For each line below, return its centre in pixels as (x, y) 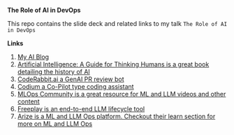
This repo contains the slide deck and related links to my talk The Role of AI (117, 23)
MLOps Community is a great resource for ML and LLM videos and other (122, 94)
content (28, 101)
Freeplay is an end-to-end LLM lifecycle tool (81, 109)
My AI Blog (33, 57)
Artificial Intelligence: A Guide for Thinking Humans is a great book (113, 64)
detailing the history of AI (54, 72)
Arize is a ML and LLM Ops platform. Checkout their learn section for (116, 116)
